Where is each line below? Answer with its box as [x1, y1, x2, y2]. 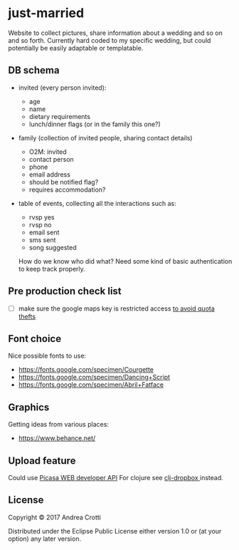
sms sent [28, 235, 56, 244]
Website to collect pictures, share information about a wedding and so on [8, 28, 223, 37]
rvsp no [28, 220, 52, 229]
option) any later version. [8, 534, 81, 543]
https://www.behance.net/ [18, 434, 96, 442]
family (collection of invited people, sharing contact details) [18, 133, 193, 142]
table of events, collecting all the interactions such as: [18, 199, 176, 207]
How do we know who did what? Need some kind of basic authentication [18, 256, 233, 265]
